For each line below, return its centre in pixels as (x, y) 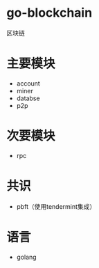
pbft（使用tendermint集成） (56, 206)
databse (28, 98)
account (28, 83)
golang (26, 257)
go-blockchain (49, 13)
